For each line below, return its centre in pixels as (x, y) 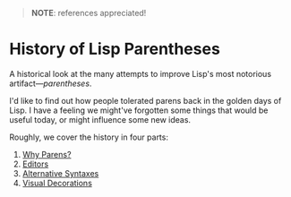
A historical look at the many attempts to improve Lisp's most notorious (140, 73)
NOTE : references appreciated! (89, 13)
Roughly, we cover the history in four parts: (89, 137)
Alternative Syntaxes (60, 173)
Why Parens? (47, 154)
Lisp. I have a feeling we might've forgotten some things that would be (139, 110)
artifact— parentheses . (51, 83)
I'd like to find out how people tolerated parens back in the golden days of (145, 100)
